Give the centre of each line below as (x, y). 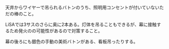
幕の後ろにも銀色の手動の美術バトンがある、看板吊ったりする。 (72, 41)
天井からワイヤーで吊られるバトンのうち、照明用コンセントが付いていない (82, 7)
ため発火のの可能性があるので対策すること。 (56, 31)
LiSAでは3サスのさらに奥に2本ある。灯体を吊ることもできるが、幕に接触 (81, 24)
